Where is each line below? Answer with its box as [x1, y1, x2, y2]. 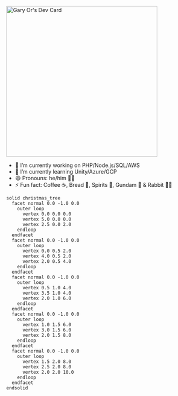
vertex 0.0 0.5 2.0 [22, 248, 71, 254]
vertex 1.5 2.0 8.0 [22, 359, 71, 365]
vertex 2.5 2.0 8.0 [22, 364, 71, 370]
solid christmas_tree [6, 195, 61, 201]
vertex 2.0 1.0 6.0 [22, 295, 71, 301]
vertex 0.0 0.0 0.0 [22, 211, 71, 217]
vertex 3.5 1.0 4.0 [22, 290, 71, 296]
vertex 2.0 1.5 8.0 [22, 332, 71, 338]
